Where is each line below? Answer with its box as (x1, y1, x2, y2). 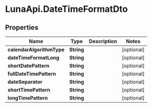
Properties (5, 23, 39, 32)
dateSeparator (7, 78, 43, 85)
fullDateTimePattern (7, 70, 56, 77)
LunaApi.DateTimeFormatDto (5, 3, 128, 15)
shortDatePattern (7, 62, 50, 69)
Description (89, 38, 117, 45)
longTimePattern (7, 95, 48, 101)
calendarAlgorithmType (7, 46, 65, 53)
